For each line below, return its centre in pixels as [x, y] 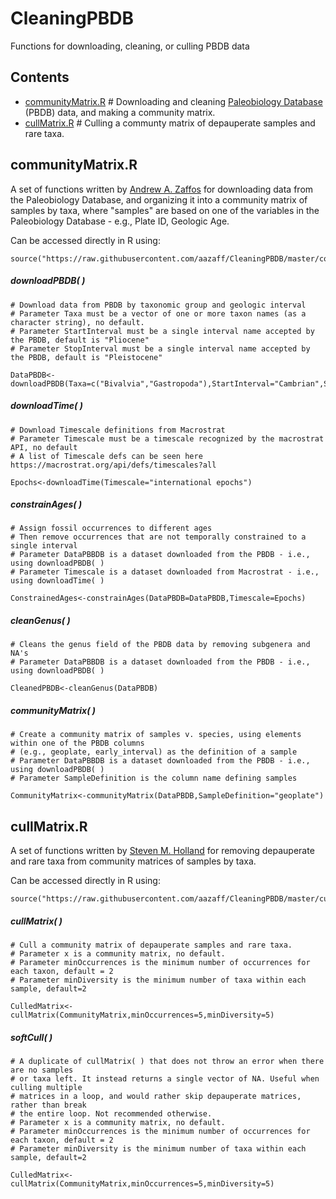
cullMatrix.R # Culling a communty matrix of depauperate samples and [170, 123]
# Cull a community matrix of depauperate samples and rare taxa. [151, 945]
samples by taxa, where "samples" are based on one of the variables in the [165, 210]
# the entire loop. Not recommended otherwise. [111, 1114]
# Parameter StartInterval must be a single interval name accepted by [162, 331]
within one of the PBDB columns [77, 743]
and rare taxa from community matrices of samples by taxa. [133, 861]
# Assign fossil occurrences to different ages [111, 528]
